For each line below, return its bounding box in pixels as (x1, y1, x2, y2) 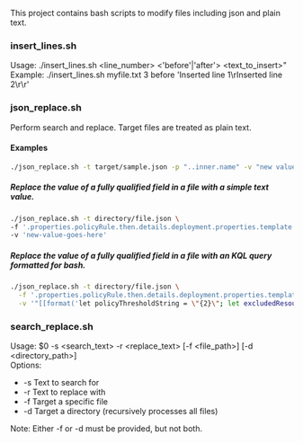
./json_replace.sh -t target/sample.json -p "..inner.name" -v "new (10, 162, 272, 172)
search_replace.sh (10, 320, 94, 332)
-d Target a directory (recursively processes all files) (22, 406, 218, 417)
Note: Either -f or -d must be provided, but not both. (10, 423, 203, 434)
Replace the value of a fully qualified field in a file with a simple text (10, 182, 269, 192)
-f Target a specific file (22, 396, 109, 407)
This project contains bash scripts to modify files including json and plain (10, 8, 281, 18)
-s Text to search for (22, 377, 100, 388)
